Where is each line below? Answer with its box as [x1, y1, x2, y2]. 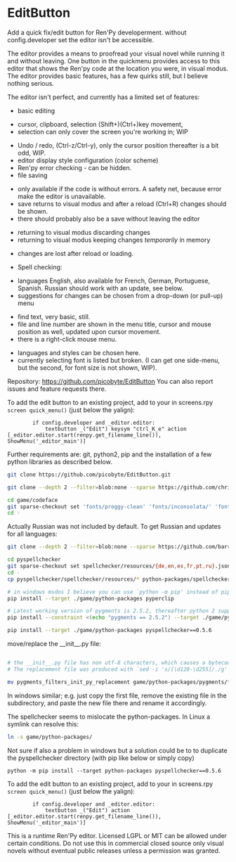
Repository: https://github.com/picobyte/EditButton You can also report [7, 377, 214, 385]
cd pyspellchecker [7, 556, 61, 563]
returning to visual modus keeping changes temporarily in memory [17, 236, 211, 244]
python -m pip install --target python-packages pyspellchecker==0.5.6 [7, 767, 221, 774]
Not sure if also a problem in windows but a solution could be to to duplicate [7, 746, 228, 754]
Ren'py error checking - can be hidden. [17, 163, 132, 172]
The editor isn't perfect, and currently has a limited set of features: [7, 93, 200, 101]
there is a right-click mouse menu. [17, 335, 117, 343]
